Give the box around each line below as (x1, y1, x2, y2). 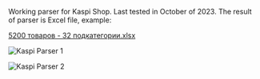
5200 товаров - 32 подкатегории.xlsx (8, 31, 136, 40)
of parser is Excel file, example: (8, 15, 112, 25)
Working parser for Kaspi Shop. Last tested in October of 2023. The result (8, 7, 252, 16)
